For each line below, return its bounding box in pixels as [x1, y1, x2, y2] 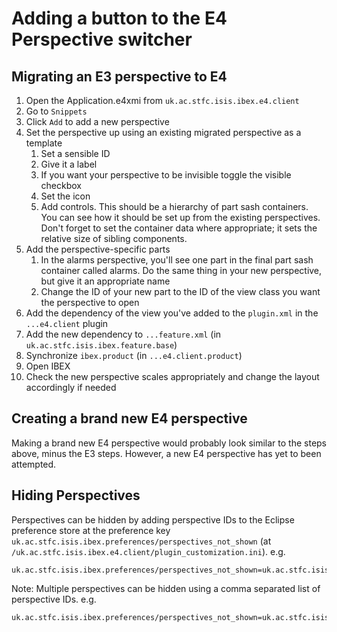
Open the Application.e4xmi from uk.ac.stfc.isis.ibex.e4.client [25, 95, 300, 106]
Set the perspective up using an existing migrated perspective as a [25, 127, 302, 138]
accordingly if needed [25, 382, 117, 393]
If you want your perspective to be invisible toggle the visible [40, 169, 292, 181]
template [25, 137, 63, 149]
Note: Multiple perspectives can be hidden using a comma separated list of [11, 582, 321, 594]
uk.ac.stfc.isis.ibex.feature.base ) [25, 339, 178, 351]
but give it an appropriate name [40, 275, 171, 287]
